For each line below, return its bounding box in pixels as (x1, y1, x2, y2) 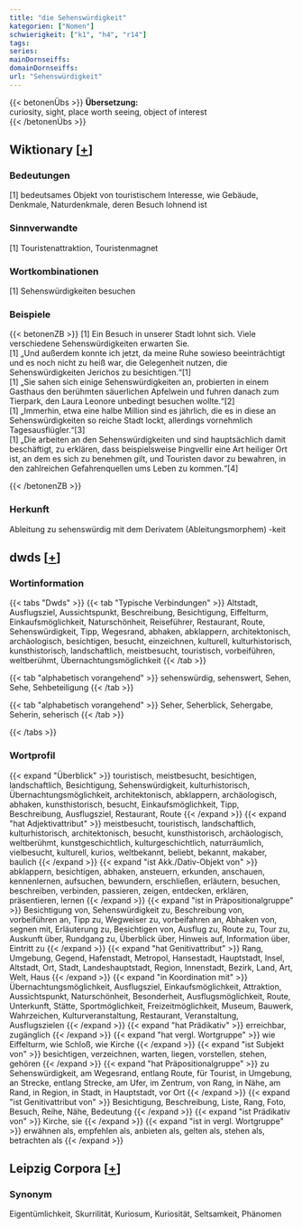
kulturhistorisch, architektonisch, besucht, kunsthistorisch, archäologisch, (9, 828, 284, 839)
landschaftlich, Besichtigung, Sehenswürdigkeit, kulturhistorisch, (9, 779, 251, 791)
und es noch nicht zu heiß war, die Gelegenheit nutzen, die (9, 358, 228, 369)
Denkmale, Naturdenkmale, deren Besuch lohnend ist (9, 200, 207, 211)
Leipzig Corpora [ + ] (9, 1161, 122, 1176)
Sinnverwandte (9, 222, 78, 235)
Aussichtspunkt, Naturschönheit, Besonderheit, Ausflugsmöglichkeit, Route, (9, 990, 291, 1001)
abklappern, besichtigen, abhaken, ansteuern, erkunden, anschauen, (9, 866, 266, 876)
